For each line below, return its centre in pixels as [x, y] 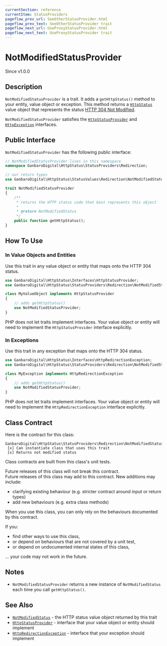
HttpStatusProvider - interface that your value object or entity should [83, 622]
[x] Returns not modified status [42, 452]
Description [24, 87]
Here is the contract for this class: [40, 434]
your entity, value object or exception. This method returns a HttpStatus [79, 104]
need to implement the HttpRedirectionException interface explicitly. [75, 407]
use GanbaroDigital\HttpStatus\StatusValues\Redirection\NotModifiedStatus [85, 180]
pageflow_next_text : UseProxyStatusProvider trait [59, 33]
